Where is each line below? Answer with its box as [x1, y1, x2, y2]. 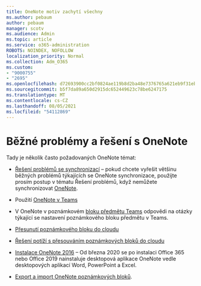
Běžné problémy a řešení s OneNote [6, 134, 188, 148]
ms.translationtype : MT [6, 92, 66, 98]
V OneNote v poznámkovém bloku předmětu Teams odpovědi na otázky [14, 208, 193, 215]
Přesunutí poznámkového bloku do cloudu [14, 226, 119, 233]
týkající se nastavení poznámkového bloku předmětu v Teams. [14, 214, 169, 222]
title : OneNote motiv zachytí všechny [6, 8, 103, 15]
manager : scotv [6, 25, 44, 32]
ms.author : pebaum [6, 14, 52, 20]
